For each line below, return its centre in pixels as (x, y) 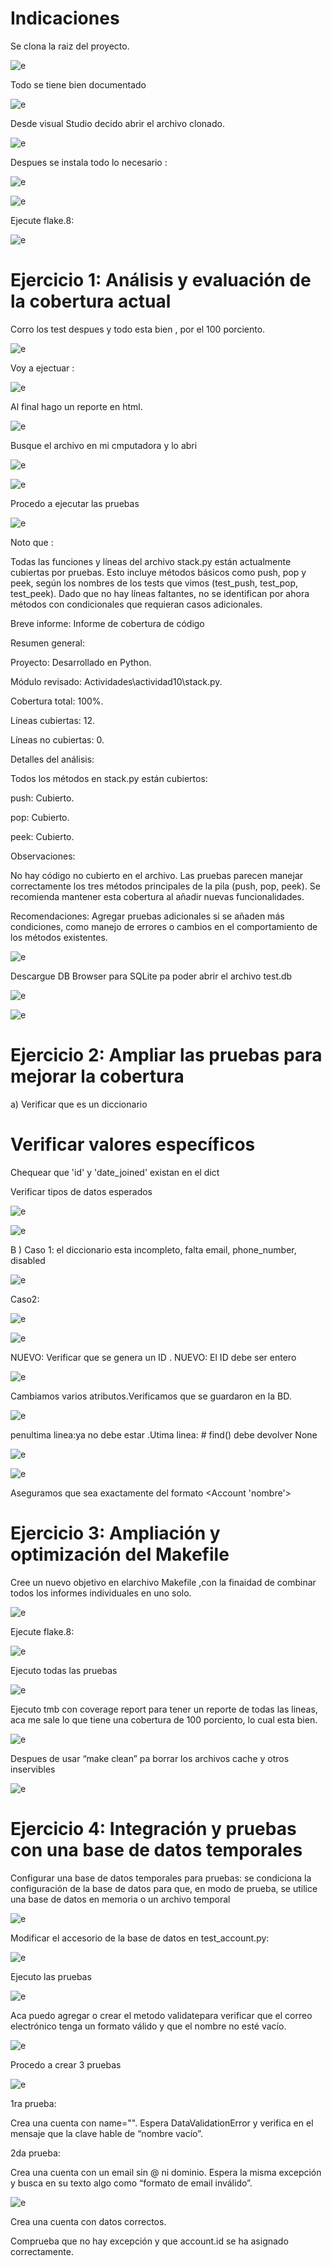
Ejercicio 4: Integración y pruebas (153, 1828)
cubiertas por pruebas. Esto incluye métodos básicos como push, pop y (158, 572)
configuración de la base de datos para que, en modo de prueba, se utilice (164, 1888)
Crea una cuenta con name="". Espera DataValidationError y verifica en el (162, 2123)
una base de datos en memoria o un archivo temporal (120, 1899)
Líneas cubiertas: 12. (53, 720)
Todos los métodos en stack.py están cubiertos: (109, 778)
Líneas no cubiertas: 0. (57, 739)
